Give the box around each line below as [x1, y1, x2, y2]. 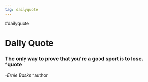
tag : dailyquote [5, 7, 38, 12]
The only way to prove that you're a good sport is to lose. [5, 55, 143, 61]
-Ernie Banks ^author [5, 72, 48, 78]
